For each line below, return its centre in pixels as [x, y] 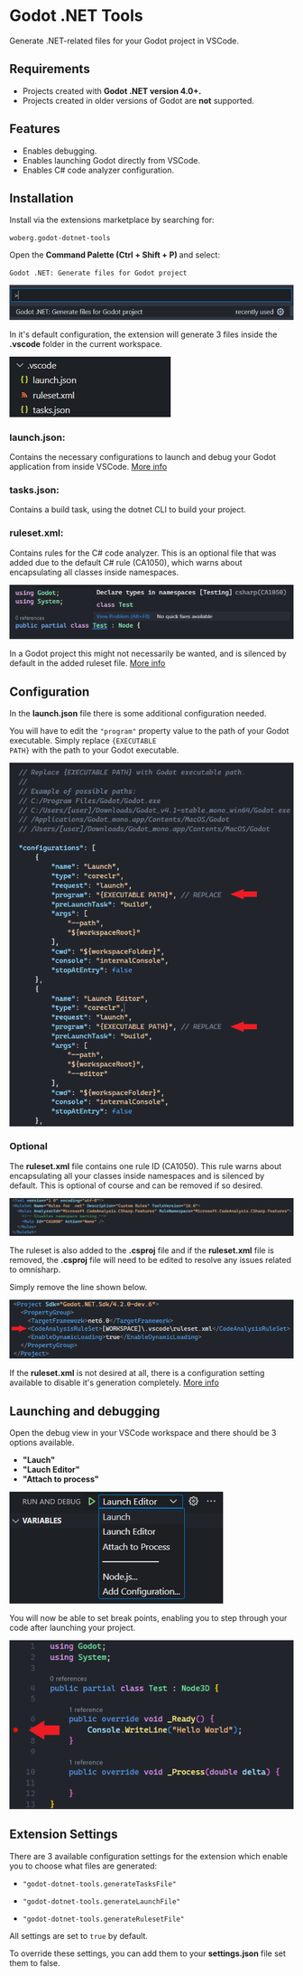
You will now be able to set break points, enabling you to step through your [148, 1618]
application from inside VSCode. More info [88, 466]
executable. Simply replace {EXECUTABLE [83, 740]
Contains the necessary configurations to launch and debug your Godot [143, 456]
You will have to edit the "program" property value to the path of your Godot [149, 731]
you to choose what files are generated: [83, 1866]
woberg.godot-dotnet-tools [60, 239]
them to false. [35, 1962]
